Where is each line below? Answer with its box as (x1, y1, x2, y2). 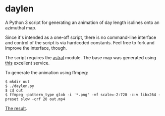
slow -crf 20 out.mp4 (20, 97, 65, 102)
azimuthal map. (5, 24, 37, 30)
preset (5, 97, 19, 102)
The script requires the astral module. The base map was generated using (5, 54, 157, 60)
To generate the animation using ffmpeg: (5, 69, 88, 75)
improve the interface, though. (5, 45, 67, 51)
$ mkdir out (5, 79, 30, 84)
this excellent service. (5, 60, 50, 66)
